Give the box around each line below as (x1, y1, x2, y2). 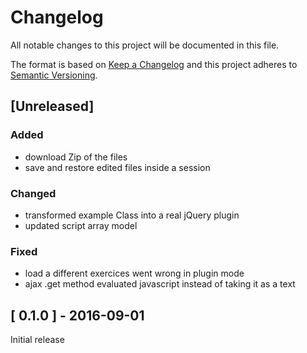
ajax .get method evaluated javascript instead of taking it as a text (24, 278, 296, 290)
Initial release (10, 334, 65, 346)
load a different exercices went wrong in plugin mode (24, 267, 245, 280)
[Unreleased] (10, 98, 95, 115)
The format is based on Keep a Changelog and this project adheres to (10, 58, 298, 70)
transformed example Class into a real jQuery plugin (24, 209, 240, 221)
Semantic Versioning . (10, 69, 98, 81)
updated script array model (24, 219, 138, 231)
